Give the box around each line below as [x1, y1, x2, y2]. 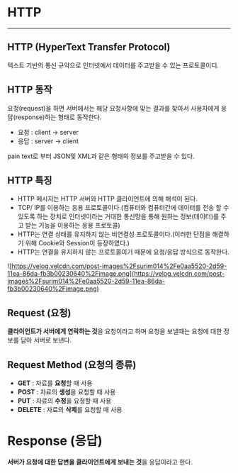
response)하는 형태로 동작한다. [15, 113, 102, 121]
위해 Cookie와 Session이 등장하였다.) [25, 239, 130, 247]
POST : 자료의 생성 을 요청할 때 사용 [17, 388, 116, 396]
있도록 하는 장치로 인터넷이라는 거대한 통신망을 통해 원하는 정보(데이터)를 [17, 212, 220, 221]
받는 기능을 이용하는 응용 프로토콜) [25, 221, 120, 230]
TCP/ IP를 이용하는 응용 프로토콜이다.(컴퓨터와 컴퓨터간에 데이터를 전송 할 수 [17, 204, 229, 212]
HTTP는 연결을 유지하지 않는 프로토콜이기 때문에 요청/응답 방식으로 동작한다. [17, 247, 230, 256]
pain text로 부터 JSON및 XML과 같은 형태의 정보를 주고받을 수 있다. [7, 152, 195, 160]
